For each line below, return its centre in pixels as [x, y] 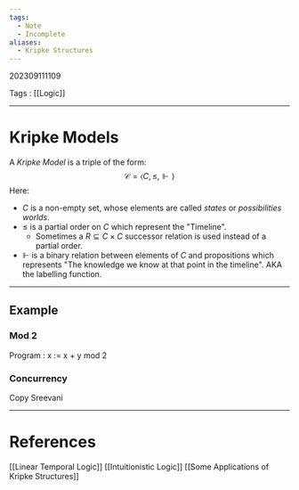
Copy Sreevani [36, 398]
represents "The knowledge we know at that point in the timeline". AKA [152, 265]
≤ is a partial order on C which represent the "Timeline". [124, 227]
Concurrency [39, 378]
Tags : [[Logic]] [37, 94]
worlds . [36, 217]
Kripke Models [64, 138]
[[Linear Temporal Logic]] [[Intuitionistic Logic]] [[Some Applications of [139, 466]
